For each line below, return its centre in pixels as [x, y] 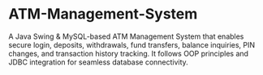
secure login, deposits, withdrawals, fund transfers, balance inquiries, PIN [132, 44]
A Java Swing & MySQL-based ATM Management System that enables [126, 36]
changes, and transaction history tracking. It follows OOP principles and [129, 53]
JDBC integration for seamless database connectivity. [98, 62]
